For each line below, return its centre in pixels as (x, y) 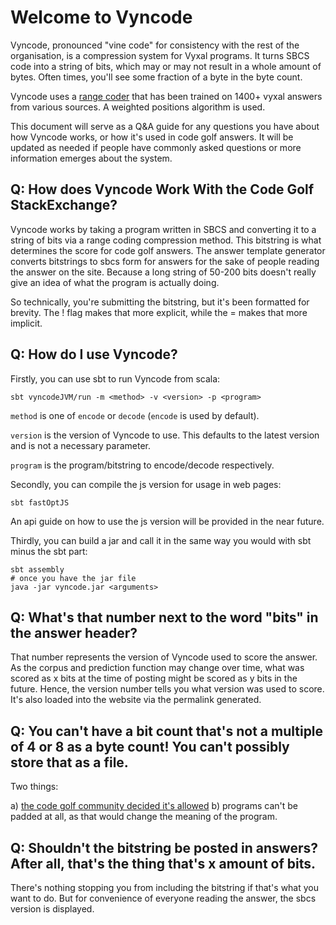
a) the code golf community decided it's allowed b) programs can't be (154, 806)
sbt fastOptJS (40, 502)
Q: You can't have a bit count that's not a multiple (167, 731)
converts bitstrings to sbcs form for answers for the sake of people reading (165, 261)
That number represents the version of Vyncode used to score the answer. (164, 657)
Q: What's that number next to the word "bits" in (164, 617)
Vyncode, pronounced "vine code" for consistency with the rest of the (155, 45)
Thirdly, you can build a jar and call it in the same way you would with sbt (161, 540)
